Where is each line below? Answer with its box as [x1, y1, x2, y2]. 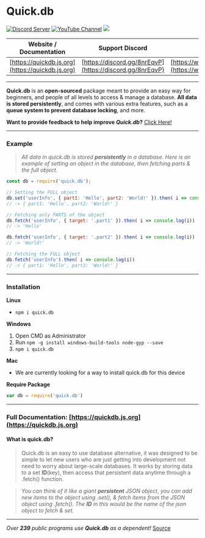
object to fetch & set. [21, 507, 74, 514]
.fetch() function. [21, 475, 64, 483]
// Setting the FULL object [6, 189, 78, 195]
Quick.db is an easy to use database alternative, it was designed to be [21, 449, 198, 457]
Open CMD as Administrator [15, 332, 87, 339]
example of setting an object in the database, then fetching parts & [21, 160, 191, 167]
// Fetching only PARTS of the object [6, 211, 105, 218]
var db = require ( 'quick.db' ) [6, 393, 84, 399]
